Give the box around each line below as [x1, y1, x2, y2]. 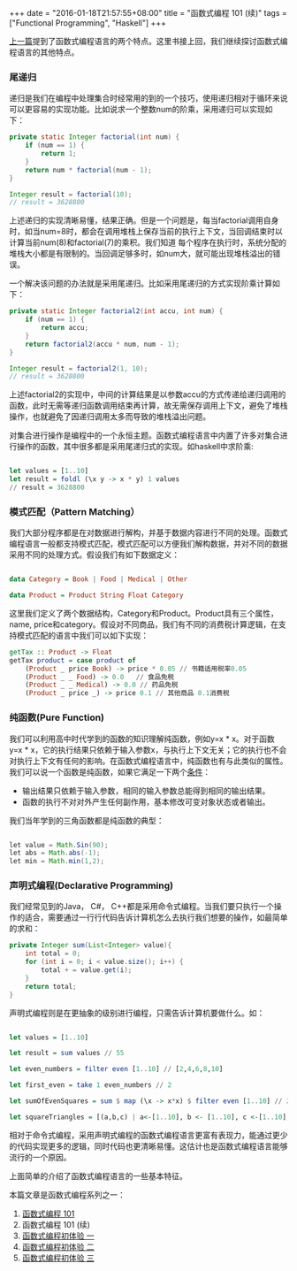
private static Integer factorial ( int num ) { [9, 133, 179, 142]
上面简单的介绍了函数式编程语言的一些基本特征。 [9, 1170, 187, 1181]
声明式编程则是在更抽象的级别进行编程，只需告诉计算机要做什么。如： [9, 1007, 265, 1018]
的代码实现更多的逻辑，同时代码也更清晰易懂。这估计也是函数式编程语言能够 [9, 1140, 288, 1152]
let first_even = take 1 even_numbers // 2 [9, 1081, 172, 1090]
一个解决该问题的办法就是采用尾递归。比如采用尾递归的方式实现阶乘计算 [9, 278, 272, 289]
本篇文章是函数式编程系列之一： [9, 1189, 126, 1200]
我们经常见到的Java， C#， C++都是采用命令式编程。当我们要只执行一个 [9, 901, 275, 912]
